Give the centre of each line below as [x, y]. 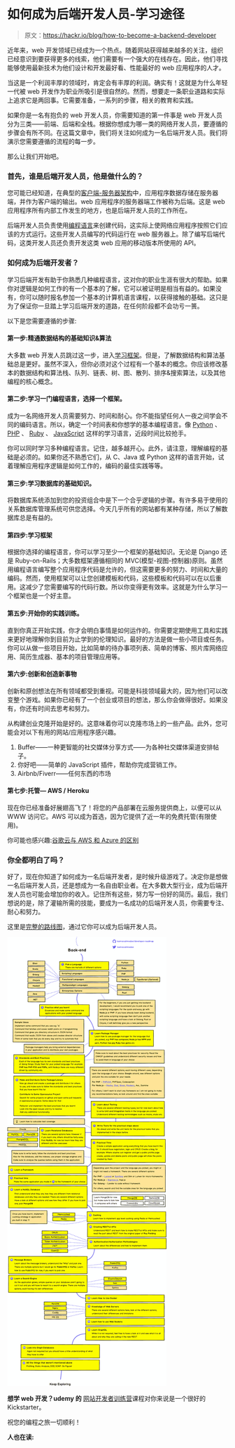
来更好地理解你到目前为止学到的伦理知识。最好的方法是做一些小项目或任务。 [117, 639]
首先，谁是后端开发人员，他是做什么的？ [75, 176]
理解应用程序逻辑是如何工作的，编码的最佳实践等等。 [90, 466]
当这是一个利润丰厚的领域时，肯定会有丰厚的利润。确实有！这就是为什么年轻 [117, 82]
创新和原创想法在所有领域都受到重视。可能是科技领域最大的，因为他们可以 [114, 691]
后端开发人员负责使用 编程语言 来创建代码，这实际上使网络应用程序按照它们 [114, 225]
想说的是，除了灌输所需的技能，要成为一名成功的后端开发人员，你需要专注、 [117, 903]
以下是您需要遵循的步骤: [42, 321]
